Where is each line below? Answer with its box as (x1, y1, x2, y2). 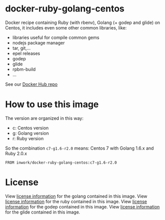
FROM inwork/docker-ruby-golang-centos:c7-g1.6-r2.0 (5, 160, 117, 165)
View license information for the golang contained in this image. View (5, 193, 148, 199)
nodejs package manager (12, 39, 65, 45)
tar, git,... (12, 45, 31, 51)
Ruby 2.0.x (5, 150, 27, 156)
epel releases (12, 50, 40, 56)
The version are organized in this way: (5, 115, 84, 121)
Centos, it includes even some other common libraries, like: (5, 24, 127, 30)
